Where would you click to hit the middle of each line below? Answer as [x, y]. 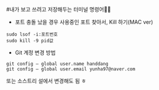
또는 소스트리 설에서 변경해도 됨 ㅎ [46, 81]
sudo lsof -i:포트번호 [32, 35]
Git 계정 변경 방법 [35, 52]
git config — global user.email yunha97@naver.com [71, 69]
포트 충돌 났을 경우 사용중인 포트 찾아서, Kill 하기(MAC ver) [84, 22]
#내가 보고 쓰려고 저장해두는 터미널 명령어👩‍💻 [58, 9]
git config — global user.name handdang [58, 64]
